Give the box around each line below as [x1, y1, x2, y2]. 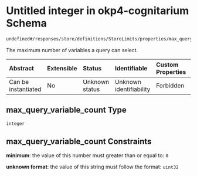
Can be [9, 77, 29, 86]
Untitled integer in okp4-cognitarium [6, 4, 189, 18]
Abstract [9, 64, 34, 72]
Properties [156, 67, 186, 76]
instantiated [9, 85, 42, 93]
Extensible [46, 64, 77, 72]
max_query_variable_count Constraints [6, 137, 152, 147]
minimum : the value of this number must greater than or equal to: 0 [6, 152, 169, 159]
